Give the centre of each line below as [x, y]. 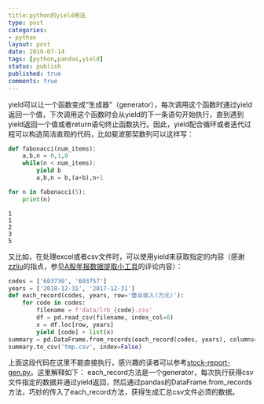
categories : [27, 30]
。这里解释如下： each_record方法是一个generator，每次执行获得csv [142, 373]
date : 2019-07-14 [37, 52]
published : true [35, 74]
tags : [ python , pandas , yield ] [56, 60]
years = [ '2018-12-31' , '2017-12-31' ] [71, 288]
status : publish [35, 67]
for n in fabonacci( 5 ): [47, 192]
